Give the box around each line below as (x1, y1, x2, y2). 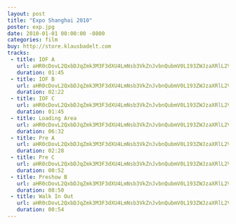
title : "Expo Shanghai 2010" (7, 17, 93, 24)
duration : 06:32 (16, 128, 65, 135)
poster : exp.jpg (7, 23, 55, 30)
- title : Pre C (10, 154, 55, 162)
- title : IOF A (10, 56, 55, 63)
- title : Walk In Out (10, 193, 74, 200)
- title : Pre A (10, 134, 55, 141)
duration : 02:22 (16, 88, 65, 95)
